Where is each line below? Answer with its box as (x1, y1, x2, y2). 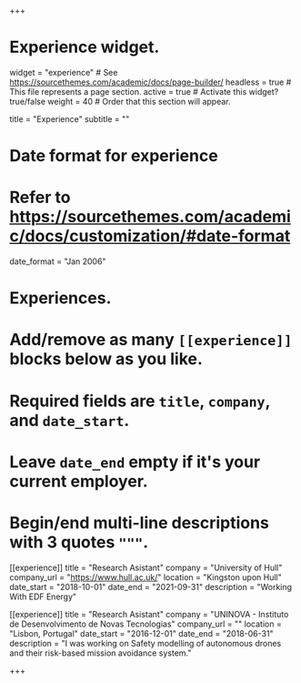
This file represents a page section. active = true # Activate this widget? (9, 86, 279, 97)
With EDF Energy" (9, 591, 77, 602)
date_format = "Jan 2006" (9, 256, 106, 267)
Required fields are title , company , (9, 391, 271, 411)
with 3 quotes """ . (9, 532, 149, 552)
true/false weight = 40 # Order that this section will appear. (9, 96, 231, 107)
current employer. (9, 471, 148, 492)
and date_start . (9, 410, 130, 431)
